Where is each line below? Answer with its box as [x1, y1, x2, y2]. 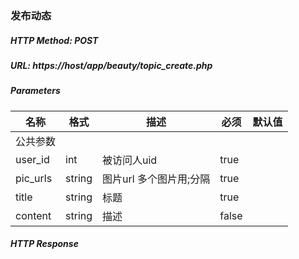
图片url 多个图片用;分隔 [102, 172, 211, 186]
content [15, 208, 52, 222]
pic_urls [15, 171, 53, 185]
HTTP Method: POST [10, 34, 99, 46]
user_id [15, 152, 50, 166]
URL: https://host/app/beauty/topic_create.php [10, 59, 213, 71]
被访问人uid [102, 153, 158, 167]
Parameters [10, 85, 61, 97]
